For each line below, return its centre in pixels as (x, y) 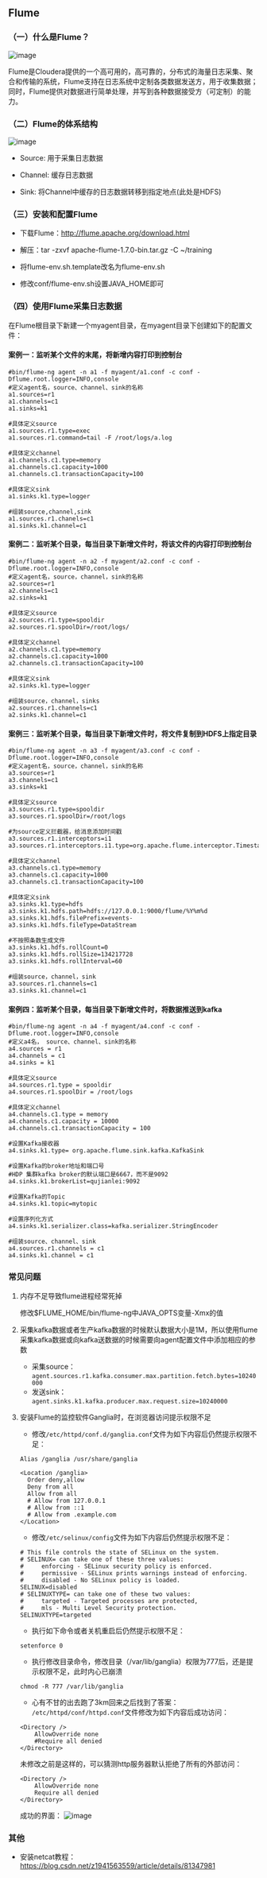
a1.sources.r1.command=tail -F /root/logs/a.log (90, 438)
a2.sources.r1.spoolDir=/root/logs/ (69, 627)
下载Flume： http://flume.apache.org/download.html (104, 233)
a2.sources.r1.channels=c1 (53, 708)
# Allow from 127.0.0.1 (66, 1500)
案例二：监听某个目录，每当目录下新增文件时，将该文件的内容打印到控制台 (130, 544)
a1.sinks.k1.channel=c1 (48, 525)
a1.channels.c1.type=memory (55, 460)
